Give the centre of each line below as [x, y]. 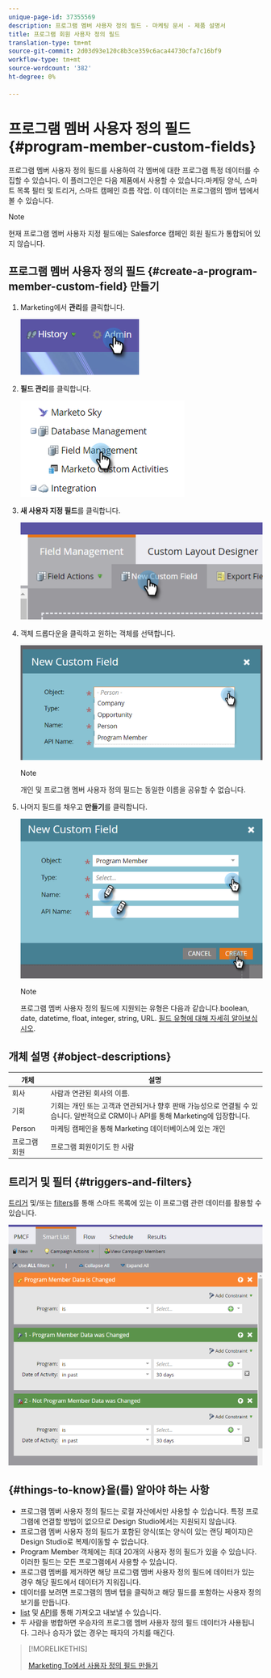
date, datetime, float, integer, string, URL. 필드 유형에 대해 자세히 [125, 1019]
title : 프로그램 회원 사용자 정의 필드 [64, 34]
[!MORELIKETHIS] [58, 1648]
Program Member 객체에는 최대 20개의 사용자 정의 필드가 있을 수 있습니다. [138, 1551]
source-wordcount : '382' [50, 69]
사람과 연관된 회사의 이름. [90, 1093]
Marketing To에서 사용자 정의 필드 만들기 [93, 1665]
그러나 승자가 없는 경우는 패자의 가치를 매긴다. [103, 1632]
